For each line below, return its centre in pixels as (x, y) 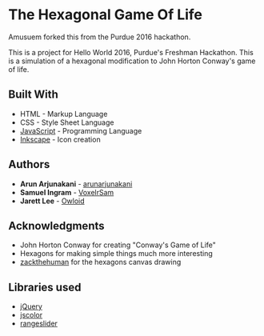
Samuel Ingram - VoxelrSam (67, 192)
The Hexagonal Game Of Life (105, 15)
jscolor (31, 315)
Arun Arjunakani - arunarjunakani (76, 184)
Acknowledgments (57, 226)
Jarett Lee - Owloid (52, 201)
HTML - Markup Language (64, 114)
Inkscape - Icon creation (60, 139)
